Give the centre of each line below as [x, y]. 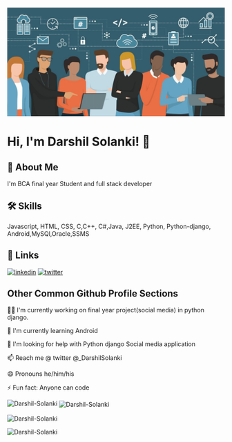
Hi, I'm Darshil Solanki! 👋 [79, 142]
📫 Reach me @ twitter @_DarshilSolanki [65, 358]
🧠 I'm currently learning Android [52, 331]
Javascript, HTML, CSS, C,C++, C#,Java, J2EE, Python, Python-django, [109, 226]
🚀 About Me [33, 167]
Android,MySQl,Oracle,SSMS [48, 233]
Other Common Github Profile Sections [93, 294]
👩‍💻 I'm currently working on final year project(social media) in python [106, 310]
